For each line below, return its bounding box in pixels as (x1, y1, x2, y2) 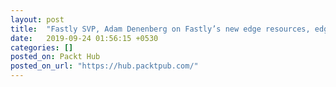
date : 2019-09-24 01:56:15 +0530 (10, 33, 159, 43)
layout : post (10, 14, 65, 25)
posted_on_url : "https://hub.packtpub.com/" (10, 61, 199, 71)
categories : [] (10, 42, 74, 53)
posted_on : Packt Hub (10, 52, 101, 62)
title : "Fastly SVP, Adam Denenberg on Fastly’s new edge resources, (10, 24, 311, 34)
